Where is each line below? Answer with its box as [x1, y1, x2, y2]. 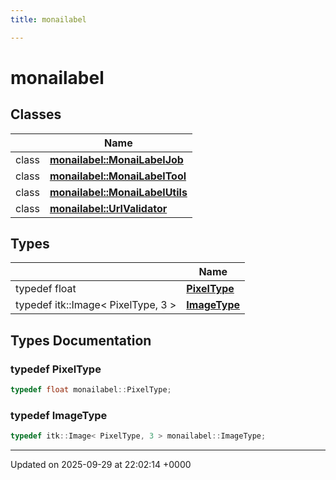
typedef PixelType [10, 362, 102, 376]
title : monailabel [10, 14, 87, 25]
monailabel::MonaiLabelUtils [49, 185, 188, 199]
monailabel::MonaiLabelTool [49, 169, 187, 183]
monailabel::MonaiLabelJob [49, 152, 184, 166]
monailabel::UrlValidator [49, 201, 168, 215]
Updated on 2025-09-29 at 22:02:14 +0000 [10, 459, 192, 471]
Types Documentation [10, 332, 152, 349]
